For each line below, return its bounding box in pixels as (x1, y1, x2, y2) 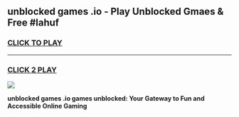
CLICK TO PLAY (7, 38, 63, 48)
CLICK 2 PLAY (7, 65, 57, 74)
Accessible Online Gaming (7, 101, 87, 110)
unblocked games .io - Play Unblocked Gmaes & (7, 6, 224, 18)
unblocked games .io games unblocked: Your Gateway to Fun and (7, 94, 205, 102)
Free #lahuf (7, 17, 59, 29)
